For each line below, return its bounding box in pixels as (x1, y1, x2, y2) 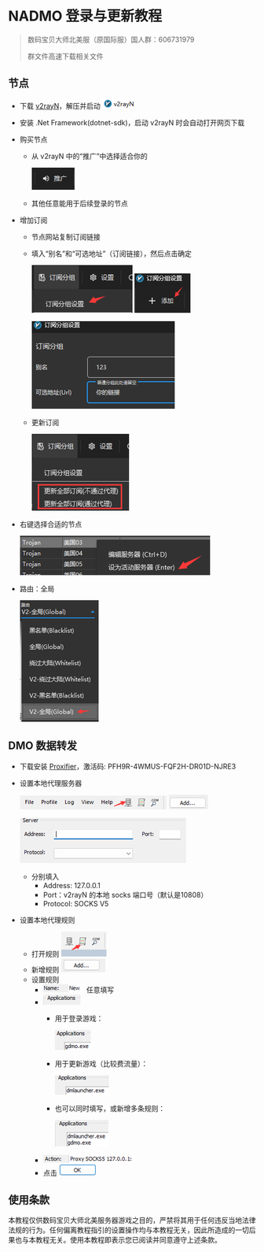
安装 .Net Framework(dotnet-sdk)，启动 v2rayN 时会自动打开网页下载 (19, 117, 245, 127)
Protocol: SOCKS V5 (42, 898, 109, 908)
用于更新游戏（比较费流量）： (54, 1058, 148, 1068)
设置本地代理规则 (19, 915, 75, 924)
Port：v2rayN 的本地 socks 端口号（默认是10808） (42, 890, 208, 899)
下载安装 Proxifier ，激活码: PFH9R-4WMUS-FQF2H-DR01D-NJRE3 (19, 761, 236, 771)
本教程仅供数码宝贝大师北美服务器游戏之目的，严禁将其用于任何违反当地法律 (8, 1216, 256, 1225)
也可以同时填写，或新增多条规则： (54, 1103, 166, 1113)
